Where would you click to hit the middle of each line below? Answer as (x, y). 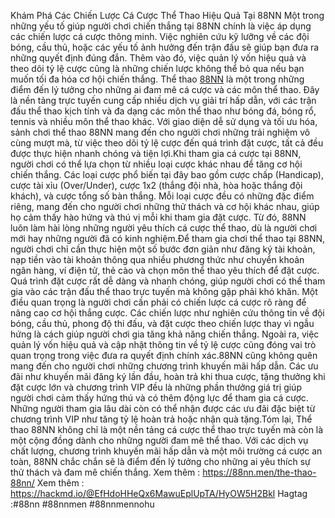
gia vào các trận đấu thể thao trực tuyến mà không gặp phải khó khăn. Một (164, 291)
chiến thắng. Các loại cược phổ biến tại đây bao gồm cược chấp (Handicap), (167, 174)
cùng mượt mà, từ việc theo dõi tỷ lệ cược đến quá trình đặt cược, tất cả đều (167, 143)
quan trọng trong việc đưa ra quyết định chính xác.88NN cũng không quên (164, 355)
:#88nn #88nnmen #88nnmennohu (82, 504)
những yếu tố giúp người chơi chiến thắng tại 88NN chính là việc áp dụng (161, 26)
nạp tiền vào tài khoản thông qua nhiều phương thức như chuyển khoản (157, 259)
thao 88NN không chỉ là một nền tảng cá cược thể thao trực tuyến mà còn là (167, 429)
